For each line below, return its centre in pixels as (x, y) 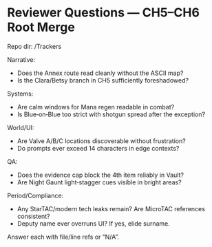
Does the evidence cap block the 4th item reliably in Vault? (100, 175)
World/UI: (21, 127)
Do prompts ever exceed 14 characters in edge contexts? (98, 148)
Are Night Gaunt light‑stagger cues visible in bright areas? (99, 182)
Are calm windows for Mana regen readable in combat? (96, 107)
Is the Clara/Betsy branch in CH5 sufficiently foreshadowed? (103, 80)
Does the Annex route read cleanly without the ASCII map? (100, 73)
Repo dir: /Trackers (34, 46)
